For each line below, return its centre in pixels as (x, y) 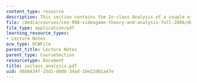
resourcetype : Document (35, 60)
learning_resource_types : (38, 33)
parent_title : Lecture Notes (42, 50)
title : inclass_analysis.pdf (42, 66)
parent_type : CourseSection (40, 55)
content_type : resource (35, 11)
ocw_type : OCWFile (28, 44)
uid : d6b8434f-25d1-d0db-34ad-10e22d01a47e (60, 71)
